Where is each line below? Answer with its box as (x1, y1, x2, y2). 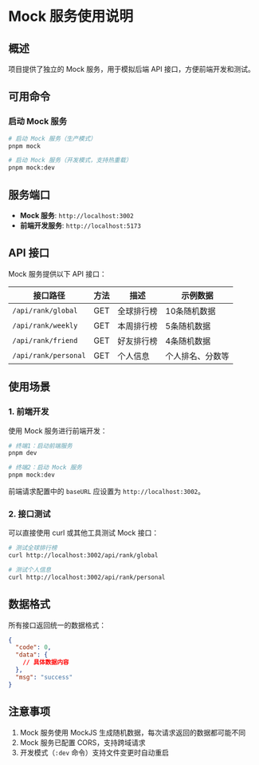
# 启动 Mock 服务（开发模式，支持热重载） (8, 157, 132, 165)
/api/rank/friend (12, 336, 78, 345)
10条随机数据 (165, 305, 217, 317)
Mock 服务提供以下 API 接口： (8, 269, 107, 278)
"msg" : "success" (15, 673, 73, 681)
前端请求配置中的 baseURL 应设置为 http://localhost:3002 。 (8, 487, 206, 496)
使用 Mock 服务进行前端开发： (8, 425, 108, 436)
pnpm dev (8, 449, 37, 457)
